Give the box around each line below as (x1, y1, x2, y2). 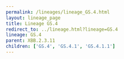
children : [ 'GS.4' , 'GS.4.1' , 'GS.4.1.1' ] (5, 44, 115, 50)
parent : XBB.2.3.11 (5, 37, 56, 44)
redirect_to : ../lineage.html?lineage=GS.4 (5, 26, 119, 33)
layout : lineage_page (5, 15, 61, 21)
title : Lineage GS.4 (5, 20, 59, 26)
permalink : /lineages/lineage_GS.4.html (5, 9, 111, 15)
